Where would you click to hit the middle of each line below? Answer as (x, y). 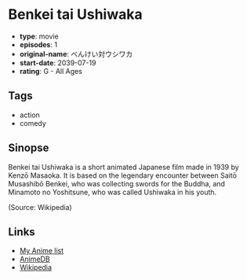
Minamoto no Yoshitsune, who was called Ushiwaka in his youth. (113, 192)
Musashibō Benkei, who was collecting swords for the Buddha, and (117, 183)
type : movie (39, 36)
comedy (33, 123)
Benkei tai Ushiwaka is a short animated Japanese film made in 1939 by (123, 167)
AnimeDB (35, 259)
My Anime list (42, 251)
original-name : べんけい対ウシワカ (76, 53)
